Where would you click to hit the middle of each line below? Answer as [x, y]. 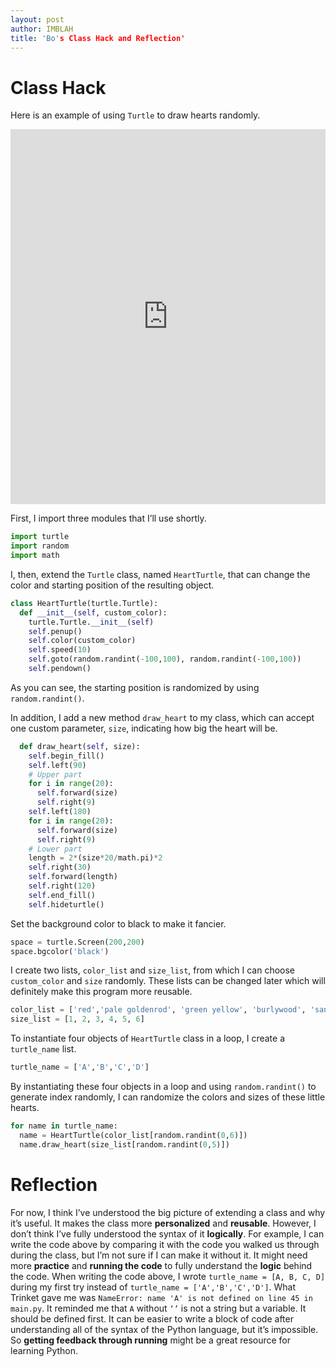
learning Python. [44, 1350]
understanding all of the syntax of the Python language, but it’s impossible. [164, 1329]
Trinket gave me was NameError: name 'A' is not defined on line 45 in [161, 1297]
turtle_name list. [43, 1049]
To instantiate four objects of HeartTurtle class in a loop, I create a [148, 1038]
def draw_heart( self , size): [80, 746]
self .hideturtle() [66, 904]
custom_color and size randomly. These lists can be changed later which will [168, 981]
